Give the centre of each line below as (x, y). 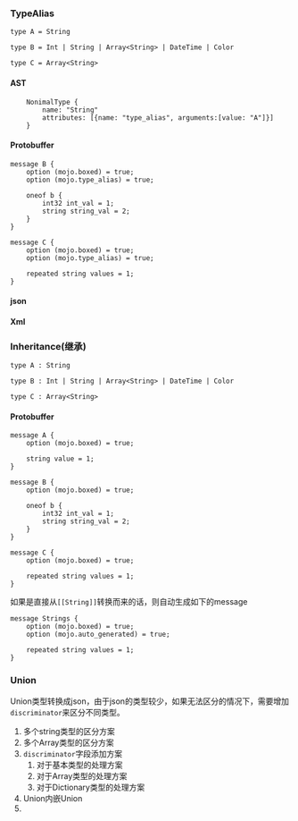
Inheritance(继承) (49, 346)
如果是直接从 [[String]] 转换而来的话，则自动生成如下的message (129, 602)
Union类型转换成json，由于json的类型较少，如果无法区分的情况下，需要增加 (149, 701)
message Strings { (44, 619)
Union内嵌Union (53, 798)
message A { (32, 436)
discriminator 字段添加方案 (73, 753)
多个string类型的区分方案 (69, 731)
